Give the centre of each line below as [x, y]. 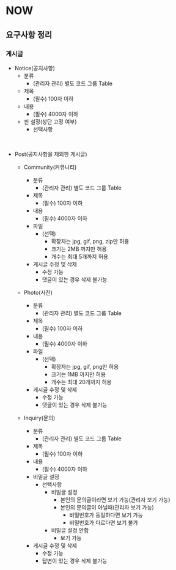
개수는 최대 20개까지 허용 [81, 382]
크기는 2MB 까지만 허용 [79, 249]
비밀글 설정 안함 [70, 530]
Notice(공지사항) [35, 68]
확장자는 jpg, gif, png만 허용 [85, 366]
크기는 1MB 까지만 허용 [79, 374]
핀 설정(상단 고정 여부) [50, 121]
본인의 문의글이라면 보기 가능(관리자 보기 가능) [115, 500]
